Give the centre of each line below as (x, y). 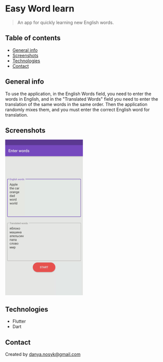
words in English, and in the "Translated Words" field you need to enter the (81, 99)
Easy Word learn (40, 9)
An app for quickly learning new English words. (66, 22)
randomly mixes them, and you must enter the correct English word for (78, 110)
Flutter (19, 321)
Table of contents (33, 38)
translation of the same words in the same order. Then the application (76, 104)
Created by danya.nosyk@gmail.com (43, 354)
